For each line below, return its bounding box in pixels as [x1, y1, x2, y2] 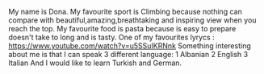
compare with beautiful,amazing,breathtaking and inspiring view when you [8, 15, 257, 25]
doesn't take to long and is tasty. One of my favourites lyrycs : [8, 32, 216, 42]
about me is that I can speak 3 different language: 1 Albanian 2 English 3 [8, 50, 249, 59]
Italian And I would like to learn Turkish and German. [8, 58, 182, 68]
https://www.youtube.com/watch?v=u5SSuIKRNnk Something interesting [8, 41, 252, 51]
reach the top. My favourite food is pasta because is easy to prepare [8, 24, 237, 33]
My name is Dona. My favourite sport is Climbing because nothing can [8, 7, 242, 16]
